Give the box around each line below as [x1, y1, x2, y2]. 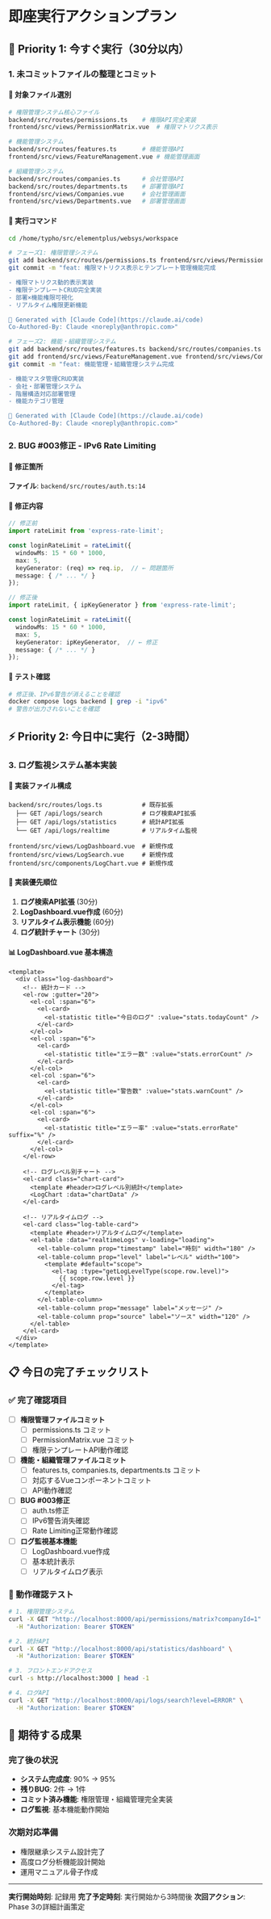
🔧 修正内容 [8, 501, 44, 510]
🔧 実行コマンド [8, 216, 58, 225]
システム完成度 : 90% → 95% [19, 1774, 116, 1784]
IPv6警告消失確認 [31, 1516, 90, 1526]
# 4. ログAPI [8, 1689, 50, 1697]
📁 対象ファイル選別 [8, 90, 72, 99]
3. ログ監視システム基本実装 [8, 759, 117, 771]
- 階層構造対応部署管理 [8, 389, 77, 398]
